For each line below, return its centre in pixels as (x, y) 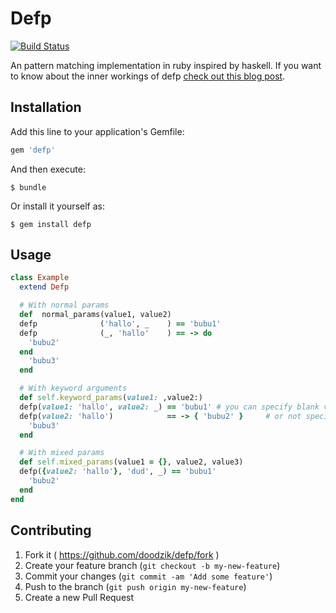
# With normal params (64, 305)
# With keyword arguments (73, 388)
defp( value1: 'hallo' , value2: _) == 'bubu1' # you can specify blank (169, 407)
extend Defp (44, 287)
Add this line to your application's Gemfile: (97, 131)
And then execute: (48, 169)
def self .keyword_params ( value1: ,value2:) (111, 398)
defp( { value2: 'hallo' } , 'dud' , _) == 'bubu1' (118, 472)
